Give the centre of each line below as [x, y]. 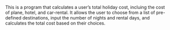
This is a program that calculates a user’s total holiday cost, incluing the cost [85, 7]
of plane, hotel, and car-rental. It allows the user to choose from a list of [80, 12]
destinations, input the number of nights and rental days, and [86, 18]
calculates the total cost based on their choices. [55, 23]
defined [13, 18]
